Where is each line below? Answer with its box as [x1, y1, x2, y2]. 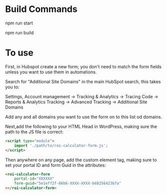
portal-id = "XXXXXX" [14, 176, 55, 182]
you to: [5, 84, 20, 90]
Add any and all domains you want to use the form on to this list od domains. [5, 114, 163, 120]
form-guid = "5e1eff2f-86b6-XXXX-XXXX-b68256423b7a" [14, 181, 122, 186]
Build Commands [5, 3, 78, 15]
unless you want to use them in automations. [5, 69, 97, 75]
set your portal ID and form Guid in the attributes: [5, 162, 106, 168]
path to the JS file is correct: [5, 129, 64, 135]
